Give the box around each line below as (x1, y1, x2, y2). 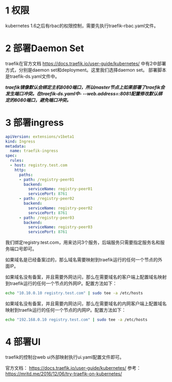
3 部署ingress (5, 117, 64, 129)
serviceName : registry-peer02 (28, 206, 93, 211)
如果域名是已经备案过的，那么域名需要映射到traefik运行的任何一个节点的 (5, 257, 158, 263)
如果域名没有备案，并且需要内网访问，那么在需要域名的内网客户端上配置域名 (5, 300, 167, 307)
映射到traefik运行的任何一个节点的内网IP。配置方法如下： (5, 307, 126, 313)
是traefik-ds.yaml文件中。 (5, 73, 60, 79)
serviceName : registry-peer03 (28, 225, 93, 230)
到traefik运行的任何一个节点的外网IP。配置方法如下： (5, 280, 117, 287)
